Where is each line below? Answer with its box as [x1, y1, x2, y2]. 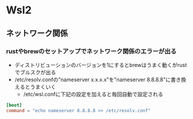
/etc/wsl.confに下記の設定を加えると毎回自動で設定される [23, 90, 163, 97]
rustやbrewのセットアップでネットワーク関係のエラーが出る [6, 47, 177, 55]
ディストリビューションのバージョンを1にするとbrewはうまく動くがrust [14, 61, 187, 68]
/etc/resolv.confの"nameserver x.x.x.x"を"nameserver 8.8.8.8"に [14, 76, 171, 83]
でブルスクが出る [14, 68, 56, 76]
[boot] [6, 102, 22, 108]
